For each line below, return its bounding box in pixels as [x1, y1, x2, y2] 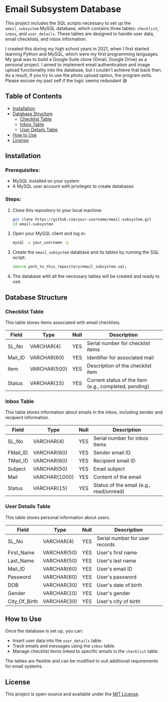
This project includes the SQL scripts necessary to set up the [5, 20, 131, 26]
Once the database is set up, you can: [5, 628, 83, 634]
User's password [96, 573, 136, 580]
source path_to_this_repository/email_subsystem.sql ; [12, 264, 127, 269]
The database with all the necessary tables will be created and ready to [12, 273, 160, 279]
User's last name [96, 557, 136, 564]
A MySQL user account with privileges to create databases [12, 183, 134, 189]
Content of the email [93, 473, 141, 480]
